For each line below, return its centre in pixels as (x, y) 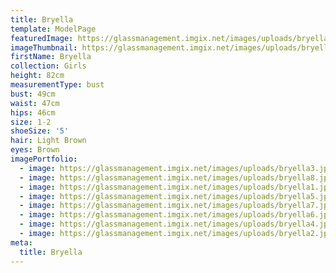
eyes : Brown (35, 150)
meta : (21, 242)
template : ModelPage (53, 29)
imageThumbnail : (44, 47)
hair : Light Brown (48, 141)
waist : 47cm (35, 103)
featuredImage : (42, 38)
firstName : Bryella (51, 57)
